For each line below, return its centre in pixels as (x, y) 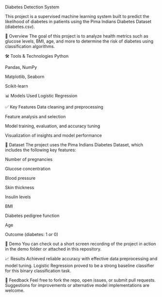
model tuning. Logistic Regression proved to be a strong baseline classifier (80, 266)
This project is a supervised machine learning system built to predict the (77, 16)
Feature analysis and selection (35, 117)
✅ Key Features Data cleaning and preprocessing (54, 107)
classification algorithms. (30, 46)
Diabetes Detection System (32, 7)
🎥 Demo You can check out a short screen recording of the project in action (81, 244)
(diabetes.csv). (20, 27)
